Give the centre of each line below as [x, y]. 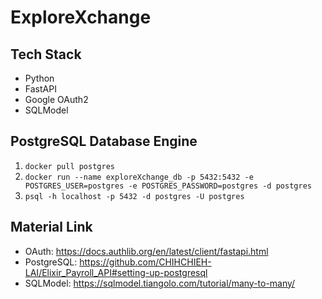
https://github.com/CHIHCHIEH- [145, 262]
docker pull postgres [69, 166]
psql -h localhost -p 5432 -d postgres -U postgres [134, 196]
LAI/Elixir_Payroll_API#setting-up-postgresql [116, 272]
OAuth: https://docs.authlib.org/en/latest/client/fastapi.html [146, 251]
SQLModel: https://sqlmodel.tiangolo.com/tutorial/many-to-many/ [160, 283]
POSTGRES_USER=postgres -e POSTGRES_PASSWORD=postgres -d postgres [168, 186]
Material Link [51, 227]
